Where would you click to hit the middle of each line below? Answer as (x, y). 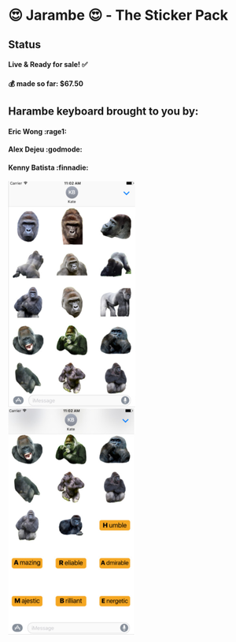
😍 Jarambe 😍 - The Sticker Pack (118, 15)
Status (25, 45)
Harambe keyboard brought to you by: (103, 112)
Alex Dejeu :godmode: (45, 149)
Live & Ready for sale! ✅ (48, 65)
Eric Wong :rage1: (37, 131)
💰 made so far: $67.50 (46, 83)
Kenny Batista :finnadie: (48, 167)
